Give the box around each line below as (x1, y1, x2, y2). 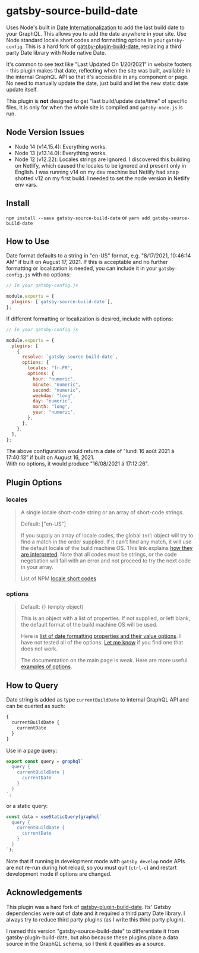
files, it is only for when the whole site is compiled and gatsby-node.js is (6, 103, 183, 111)
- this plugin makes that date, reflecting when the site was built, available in (6, 67, 191, 74)
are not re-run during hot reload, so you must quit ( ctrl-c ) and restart (6, 864, 177, 871)
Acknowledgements (6, 888, 83, 898)
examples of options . (20, 663, 72, 670)
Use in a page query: (6, 747, 58, 754)
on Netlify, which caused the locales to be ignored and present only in (14, 162, 187, 169)
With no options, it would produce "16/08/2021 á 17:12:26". (6, 460, 150, 467)
